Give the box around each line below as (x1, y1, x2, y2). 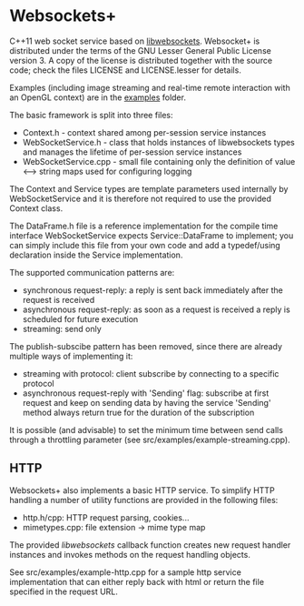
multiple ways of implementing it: (9, 350, 133, 361)
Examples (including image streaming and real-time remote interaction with (9, 82, 290, 93)
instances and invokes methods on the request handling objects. (9, 549, 251, 560)
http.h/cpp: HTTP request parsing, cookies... (22, 511, 190, 523)
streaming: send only (22, 323, 102, 334)
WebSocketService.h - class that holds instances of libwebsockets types (22, 136, 295, 147)
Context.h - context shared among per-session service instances (22, 126, 267, 137)
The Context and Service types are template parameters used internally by (9, 183, 289, 194)
